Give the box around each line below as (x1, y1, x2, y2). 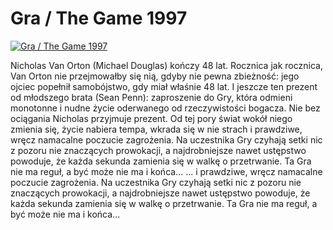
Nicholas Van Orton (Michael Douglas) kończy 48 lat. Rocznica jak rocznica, (10, 59, 323, 71)
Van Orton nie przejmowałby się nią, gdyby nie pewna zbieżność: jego (10, 70, 300, 82)
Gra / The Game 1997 (10, 7, 188, 30)
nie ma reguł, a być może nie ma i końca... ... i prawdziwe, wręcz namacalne (10, 165, 323, 177)
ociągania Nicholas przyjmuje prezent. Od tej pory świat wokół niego (10, 112, 293, 124)
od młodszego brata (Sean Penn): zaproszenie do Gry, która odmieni (10, 91, 293, 103)
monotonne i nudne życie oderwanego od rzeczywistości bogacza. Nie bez (10, 102, 321, 114)
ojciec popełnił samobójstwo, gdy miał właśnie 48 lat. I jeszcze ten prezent (10, 80, 318, 92)
